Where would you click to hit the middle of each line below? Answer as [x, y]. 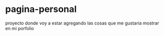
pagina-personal [41, 9]
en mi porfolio [20, 28]
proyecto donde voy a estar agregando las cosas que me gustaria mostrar [82, 23]
